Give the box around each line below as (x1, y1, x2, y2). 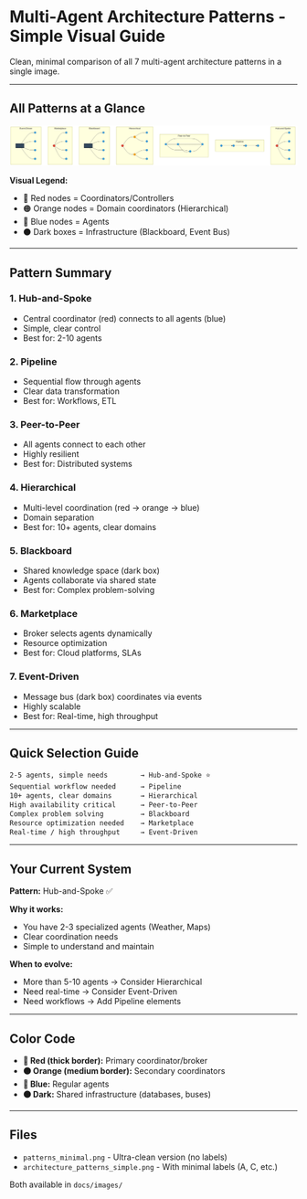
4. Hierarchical (9, 482, 76, 494)
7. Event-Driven (9, 670, 79, 683)
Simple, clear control (22, 323, 101, 334)
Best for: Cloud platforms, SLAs (22, 647, 142, 659)
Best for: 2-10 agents (22, 332, 102, 344)
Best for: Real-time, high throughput (22, 710, 158, 721)
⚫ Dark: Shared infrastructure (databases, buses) (22, 1089, 212, 1100)
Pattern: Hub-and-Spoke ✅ (9, 886, 113, 897)
